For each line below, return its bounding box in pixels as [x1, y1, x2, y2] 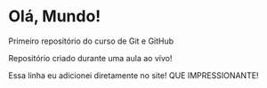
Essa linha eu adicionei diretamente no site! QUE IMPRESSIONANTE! [8, 69, 259, 81]
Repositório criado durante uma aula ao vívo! [8, 52, 173, 63]
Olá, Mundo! [8, 6, 101, 27]
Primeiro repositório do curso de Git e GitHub [8, 36, 174, 46]
